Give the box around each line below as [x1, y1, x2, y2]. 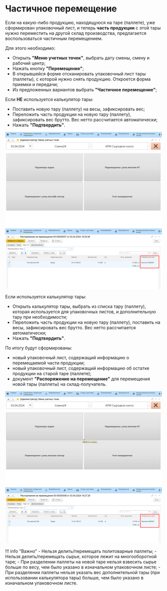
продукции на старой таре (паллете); [12, 370, 92, 376]
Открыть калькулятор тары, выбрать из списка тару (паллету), [12, 303, 146, 309]
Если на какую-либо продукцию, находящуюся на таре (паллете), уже [5, 19, 156, 25]
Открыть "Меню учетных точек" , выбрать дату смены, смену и [12, 54, 150, 60]
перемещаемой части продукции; [12, 360, 85, 366]
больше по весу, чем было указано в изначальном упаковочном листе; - [5, 564, 161, 570]
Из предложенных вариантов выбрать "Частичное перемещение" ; [12, 86, 158, 92]
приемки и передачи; [12, 81, 59, 87]
